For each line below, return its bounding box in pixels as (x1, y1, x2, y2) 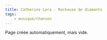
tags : (5, 12, 16, 17)
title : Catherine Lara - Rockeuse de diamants (5, 7, 103, 12)
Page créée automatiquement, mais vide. (5, 30, 89, 36)
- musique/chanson (14, 16, 52, 21)
